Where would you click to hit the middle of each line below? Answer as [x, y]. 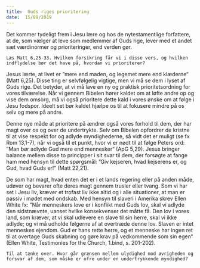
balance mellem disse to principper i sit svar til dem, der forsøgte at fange [97, 155]
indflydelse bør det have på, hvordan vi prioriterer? [76, 63]
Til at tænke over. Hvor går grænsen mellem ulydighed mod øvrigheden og [100, 254]
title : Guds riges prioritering [48, 12]
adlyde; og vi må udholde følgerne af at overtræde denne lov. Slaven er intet [100, 223]
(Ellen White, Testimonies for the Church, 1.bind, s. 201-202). [81, 242]
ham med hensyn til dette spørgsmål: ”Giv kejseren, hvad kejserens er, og [96, 161]
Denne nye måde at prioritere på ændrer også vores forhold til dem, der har [99, 123]
